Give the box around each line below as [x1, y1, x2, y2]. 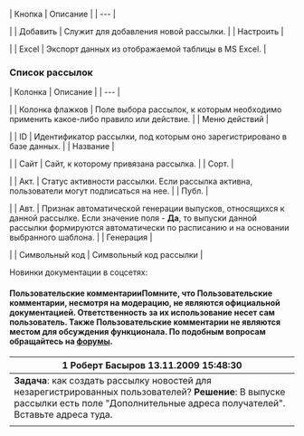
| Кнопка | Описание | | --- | [9, 9, 116, 19]
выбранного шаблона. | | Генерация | [9, 232, 153, 243]
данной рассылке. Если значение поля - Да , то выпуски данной [9, 213, 258, 223]
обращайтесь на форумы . [9, 336, 113, 346]
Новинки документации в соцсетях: [9, 267, 148, 278]
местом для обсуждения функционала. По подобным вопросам [9, 326, 267, 336]
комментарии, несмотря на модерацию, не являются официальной [9, 297, 280, 308]
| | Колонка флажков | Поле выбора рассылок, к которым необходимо [9, 104, 282, 115]
